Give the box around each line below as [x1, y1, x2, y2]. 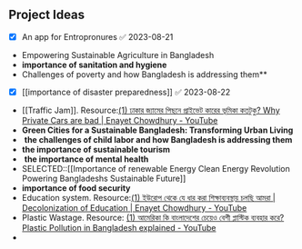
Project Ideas [8, 7, 86, 23]
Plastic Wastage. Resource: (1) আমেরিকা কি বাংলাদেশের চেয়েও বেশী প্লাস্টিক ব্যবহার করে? [21, 212, 285, 223]
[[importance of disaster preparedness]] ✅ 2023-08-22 [21, 86, 231, 97]
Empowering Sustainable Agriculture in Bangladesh [21, 49, 215, 60]
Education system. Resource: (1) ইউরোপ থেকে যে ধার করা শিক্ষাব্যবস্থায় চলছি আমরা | [21, 192, 277, 203]
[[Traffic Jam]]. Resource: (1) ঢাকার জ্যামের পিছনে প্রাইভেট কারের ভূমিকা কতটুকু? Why [21, 105, 281, 115]
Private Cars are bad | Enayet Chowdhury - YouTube [21, 115, 218, 125]
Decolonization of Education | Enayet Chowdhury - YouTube [21, 202, 247, 213]
